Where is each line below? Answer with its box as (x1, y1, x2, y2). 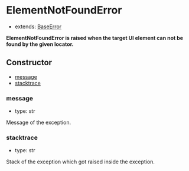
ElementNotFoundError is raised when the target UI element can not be (6, 34, 184, 41)
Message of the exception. (6, 119, 71, 126)
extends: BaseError (14, 23, 62, 30)
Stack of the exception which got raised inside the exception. (6, 158, 155, 165)
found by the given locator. (6, 41, 74, 48)
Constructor (6, 58, 52, 68)
